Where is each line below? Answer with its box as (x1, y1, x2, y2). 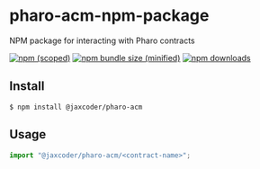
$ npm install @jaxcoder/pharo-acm (9, 102, 143, 111)
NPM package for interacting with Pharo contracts (9, 35, 195, 46)
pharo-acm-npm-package (9, 5, 210, 26)
